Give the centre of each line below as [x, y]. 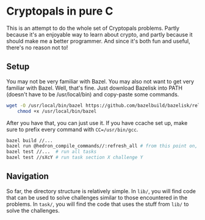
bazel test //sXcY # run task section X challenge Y [75, 158]
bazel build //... [30, 140]
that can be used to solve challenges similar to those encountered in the [97, 197]
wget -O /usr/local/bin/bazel [45, 105]
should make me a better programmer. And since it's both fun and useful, [98, 41]
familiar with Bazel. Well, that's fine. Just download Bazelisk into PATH [95, 88]
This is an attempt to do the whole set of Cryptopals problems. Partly [93, 28]
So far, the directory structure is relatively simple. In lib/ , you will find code [101, 191]
